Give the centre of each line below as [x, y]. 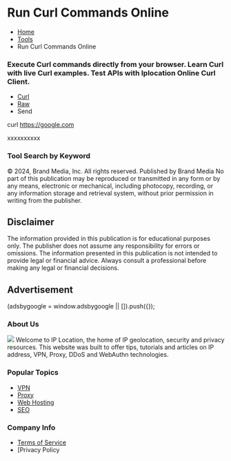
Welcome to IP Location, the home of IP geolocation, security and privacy [120, 340]
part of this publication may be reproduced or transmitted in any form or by [114, 178]
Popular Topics [33, 373]
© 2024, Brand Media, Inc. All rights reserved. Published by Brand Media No [115, 171]
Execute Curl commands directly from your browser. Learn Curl [115, 64]
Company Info [31, 427]
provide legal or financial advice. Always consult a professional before [107, 261]
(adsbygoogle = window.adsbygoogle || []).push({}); [81, 306]
